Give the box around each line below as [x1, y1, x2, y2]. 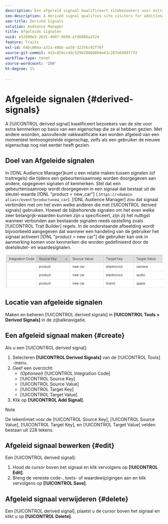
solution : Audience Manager [5, 24, 64, 29]
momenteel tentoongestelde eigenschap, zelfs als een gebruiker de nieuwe [5, 137, 160, 143]
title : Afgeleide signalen [5, 29, 61, 35]
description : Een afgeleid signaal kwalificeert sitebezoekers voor [5, 8, 151, 13]
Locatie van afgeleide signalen [5, 298, 102, 307]
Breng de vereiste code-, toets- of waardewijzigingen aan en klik [12, 475, 146, 481]
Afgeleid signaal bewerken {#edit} [5, 441, 115, 450]
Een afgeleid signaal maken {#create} [5, 331, 125, 340]
